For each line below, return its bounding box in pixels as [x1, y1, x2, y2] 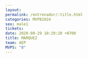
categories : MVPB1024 [5, 17, 51, 22]
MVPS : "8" [5, 45, 26, 50]
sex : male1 [5, 21, 28, 27]
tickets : [5, 26, 24, 31]
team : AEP [5, 40, 26, 45]
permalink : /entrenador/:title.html [5, 12, 83, 17]
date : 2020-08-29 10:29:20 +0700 [5, 31, 76, 36]
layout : [5, 7, 22, 13]
